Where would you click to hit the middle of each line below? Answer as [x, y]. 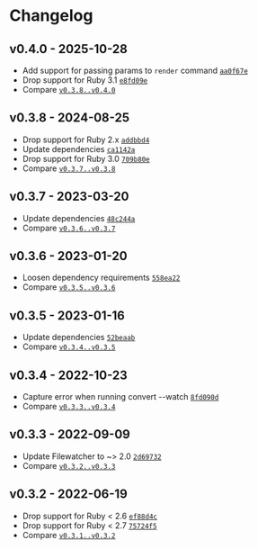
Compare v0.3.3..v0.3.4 [69, 407]
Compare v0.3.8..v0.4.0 [69, 90]
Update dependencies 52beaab [79, 337]
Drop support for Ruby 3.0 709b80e [86, 158]
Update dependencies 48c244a [79, 218]
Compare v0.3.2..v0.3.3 [69, 465]
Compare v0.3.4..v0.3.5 [69, 346]
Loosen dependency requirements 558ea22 [101, 278]
